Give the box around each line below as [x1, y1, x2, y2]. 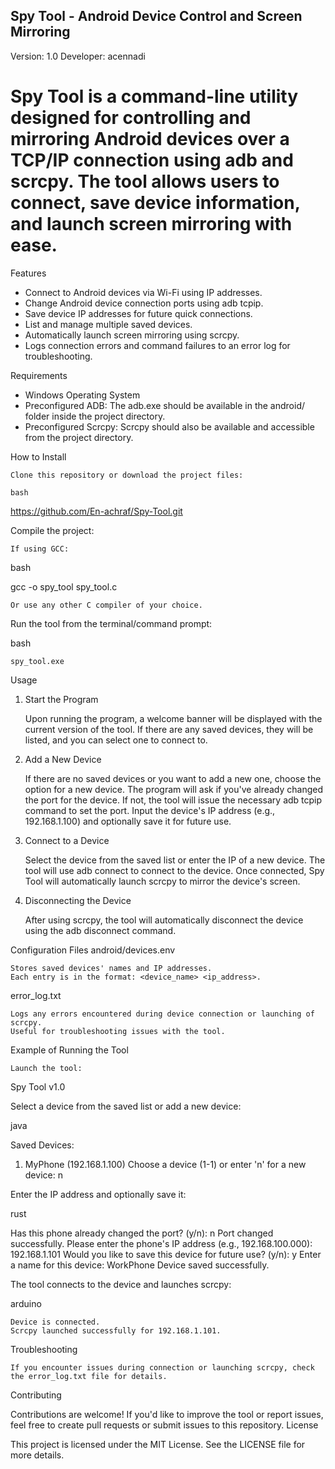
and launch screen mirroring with [10, 213, 293, 235]
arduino [10, 1297, 42, 1309]
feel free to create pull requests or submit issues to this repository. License [10, 1419, 319, 1431]
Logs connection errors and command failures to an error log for [24, 339, 291, 351]
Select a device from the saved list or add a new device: [10, 1100, 242, 1112]
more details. [10, 1449, 65, 1461]
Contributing [10, 1389, 62, 1401]
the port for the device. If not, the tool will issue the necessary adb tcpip [24, 794, 323, 806]
